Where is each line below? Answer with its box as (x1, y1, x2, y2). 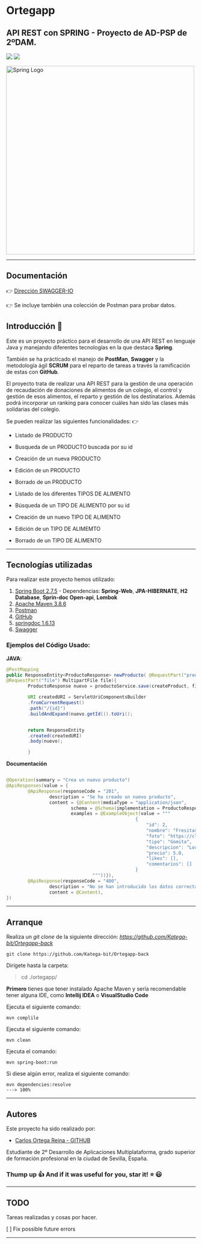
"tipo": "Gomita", (146, 839, 192, 845)
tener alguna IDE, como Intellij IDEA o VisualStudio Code (6, 992, 148, 999)
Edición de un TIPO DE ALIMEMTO (14, 525, 101, 532)
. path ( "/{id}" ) (28, 705, 66, 711)
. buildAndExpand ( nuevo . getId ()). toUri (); (28, 711, 133, 717)
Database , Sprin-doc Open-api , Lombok (14, 594, 118, 601)
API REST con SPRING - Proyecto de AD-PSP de (6, 28, 188, 38)
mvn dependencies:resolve (6, 1082, 71, 1088)
